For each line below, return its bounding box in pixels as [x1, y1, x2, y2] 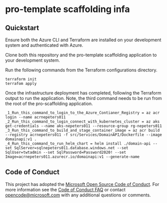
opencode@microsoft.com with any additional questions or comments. [5, 192, 151, 198]
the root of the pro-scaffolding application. [5, 100, 93, 107]
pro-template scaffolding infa [5, 4, 130, 15]
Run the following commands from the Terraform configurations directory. [5, 67, 157, 73]
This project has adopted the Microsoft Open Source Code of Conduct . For [5, 181, 159, 187]
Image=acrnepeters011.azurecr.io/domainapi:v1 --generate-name [5, 154, 140, 159]
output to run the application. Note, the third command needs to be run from [5, 95, 162, 101]
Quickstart [5, 24, 39, 32]
